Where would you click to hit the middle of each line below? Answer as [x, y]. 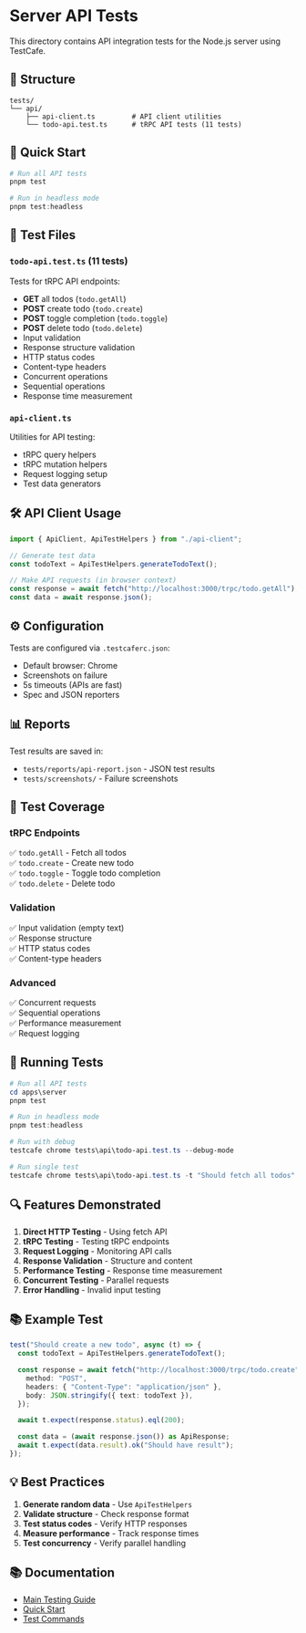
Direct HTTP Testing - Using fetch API [95, 1232]
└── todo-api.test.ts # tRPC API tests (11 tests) [134, 124]
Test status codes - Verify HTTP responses [105, 1524]
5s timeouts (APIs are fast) [72, 684]
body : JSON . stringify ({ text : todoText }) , [110, 1395]
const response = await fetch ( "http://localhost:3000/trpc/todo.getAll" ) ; [154, 589]
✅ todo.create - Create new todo [72, 863]
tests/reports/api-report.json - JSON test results [119, 768]
